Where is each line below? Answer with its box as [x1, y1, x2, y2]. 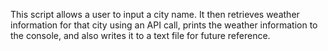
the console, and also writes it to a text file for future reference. [10, 30, 271, 41]
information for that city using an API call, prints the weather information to [10, 19, 318, 31]
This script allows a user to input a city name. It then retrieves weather [10, 9, 300, 20]
